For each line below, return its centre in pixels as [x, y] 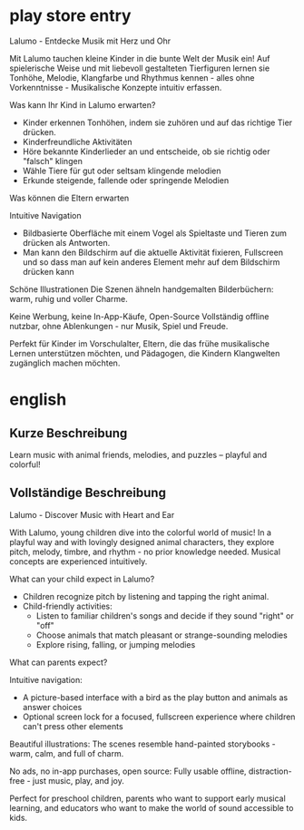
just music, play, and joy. [78, 780]
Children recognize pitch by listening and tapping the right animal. [146, 596]
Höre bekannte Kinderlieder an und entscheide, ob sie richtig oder [146, 151]
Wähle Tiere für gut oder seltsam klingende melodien [122, 171]
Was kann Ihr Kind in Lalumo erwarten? [83, 104]
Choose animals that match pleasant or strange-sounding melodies [162, 635]
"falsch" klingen [53, 161]
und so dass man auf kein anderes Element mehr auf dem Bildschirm [151, 262]
